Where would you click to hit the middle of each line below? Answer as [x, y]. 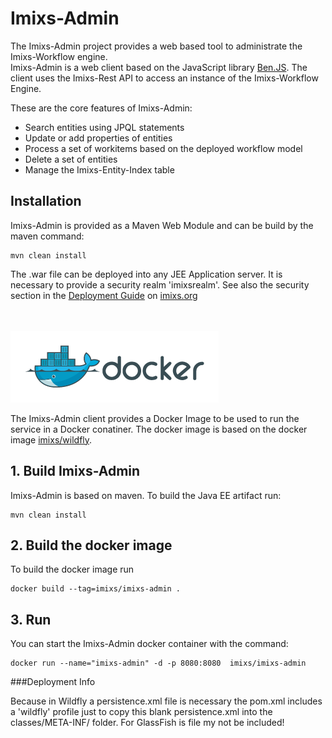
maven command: [47, 236]
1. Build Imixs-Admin [75, 471]
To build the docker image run [72, 569]
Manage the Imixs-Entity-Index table [99, 169]
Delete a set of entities [71, 159]
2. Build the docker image [91, 545]
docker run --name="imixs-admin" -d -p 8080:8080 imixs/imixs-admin [158, 663]
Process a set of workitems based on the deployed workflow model [163, 148]
